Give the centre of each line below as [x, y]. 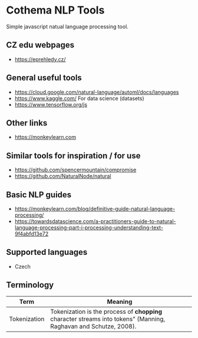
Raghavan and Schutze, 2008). [93, 326]
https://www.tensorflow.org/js [51, 104]
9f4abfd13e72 [32, 234]
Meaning [120, 301]
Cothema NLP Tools [55, 10]
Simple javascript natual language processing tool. [67, 26]
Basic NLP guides [39, 195]
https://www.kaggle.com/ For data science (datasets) [79, 98]
